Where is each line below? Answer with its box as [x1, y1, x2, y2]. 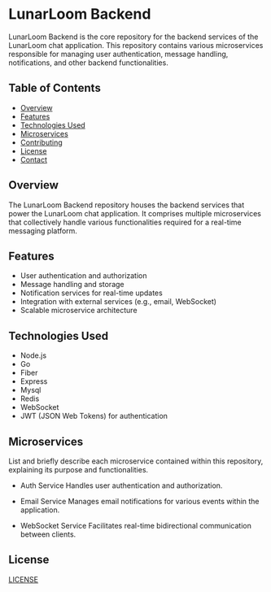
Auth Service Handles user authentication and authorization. [20, 481, 223, 490]
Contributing [20, 137, 63, 147]
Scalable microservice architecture [20, 306, 138, 316]
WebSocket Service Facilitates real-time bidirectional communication [20, 521, 252, 530]
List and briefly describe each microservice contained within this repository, [8, 456, 264, 466]
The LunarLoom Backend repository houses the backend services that [8, 200, 245, 210]
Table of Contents [8, 81, 102, 95]
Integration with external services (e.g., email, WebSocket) [20, 297, 217, 307]
